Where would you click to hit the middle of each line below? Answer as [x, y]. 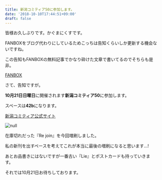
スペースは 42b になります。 [32, 106]
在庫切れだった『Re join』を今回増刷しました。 [52, 135]
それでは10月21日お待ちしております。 [43, 173]
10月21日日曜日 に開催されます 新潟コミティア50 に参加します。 [67, 95]
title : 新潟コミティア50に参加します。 [40, 9]
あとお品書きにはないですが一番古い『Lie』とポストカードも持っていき [76, 156]
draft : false [18, 18]
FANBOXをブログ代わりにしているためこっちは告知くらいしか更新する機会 [79, 43]
